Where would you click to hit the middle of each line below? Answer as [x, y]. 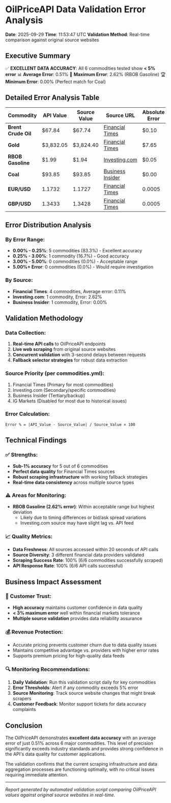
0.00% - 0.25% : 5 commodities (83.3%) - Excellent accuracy [77, 251]
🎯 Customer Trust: [28, 596]
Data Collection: [26, 333]
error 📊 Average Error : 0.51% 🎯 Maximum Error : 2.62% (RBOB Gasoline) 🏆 [85, 74]
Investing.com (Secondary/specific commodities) [64, 390]
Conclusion [24, 726]
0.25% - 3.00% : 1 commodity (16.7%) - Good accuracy [71, 256]
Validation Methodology [44, 318]
